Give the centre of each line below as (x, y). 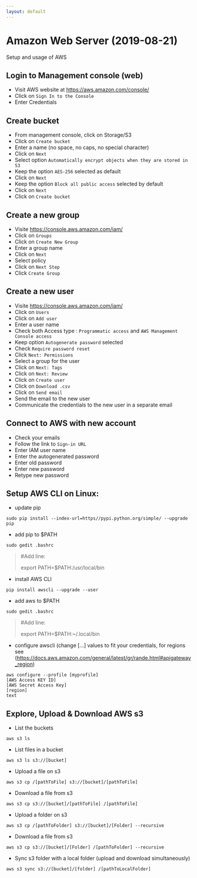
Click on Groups (33, 235)
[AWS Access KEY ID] (31, 680)
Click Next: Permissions (44, 355)
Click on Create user (40, 379)
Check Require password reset (52, 348)
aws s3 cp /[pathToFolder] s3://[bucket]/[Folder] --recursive (85, 826)
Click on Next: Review (41, 373)
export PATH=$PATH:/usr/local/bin (62, 568)
